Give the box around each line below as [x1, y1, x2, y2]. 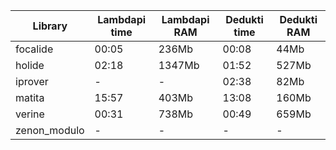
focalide [15, 42, 54, 56]
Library [32, 19, 68, 33]
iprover [15, 75, 49, 88]
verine [15, 107, 45, 121]
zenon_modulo [15, 124, 85, 137]
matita [15, 91, 45, 104]
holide [15, 59, 45, 72]
